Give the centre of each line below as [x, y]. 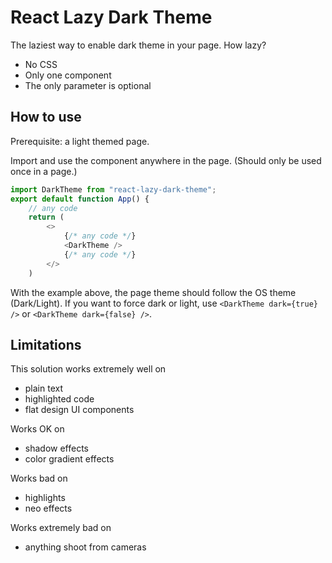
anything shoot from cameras [85, 547]
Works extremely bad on [61, 528]
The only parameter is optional [88, 85]
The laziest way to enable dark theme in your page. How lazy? [138, 45]
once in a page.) [44, 171]
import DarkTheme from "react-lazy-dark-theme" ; [113, 189]
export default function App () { [80, 199]
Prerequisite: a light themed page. [80, 141]
